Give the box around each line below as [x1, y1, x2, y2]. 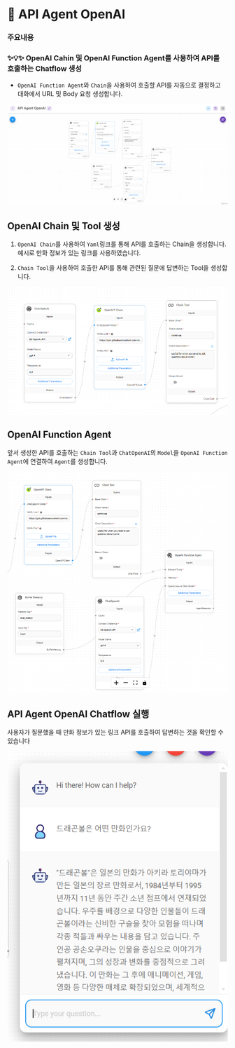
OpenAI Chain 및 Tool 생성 [7, 220, 120, 232]
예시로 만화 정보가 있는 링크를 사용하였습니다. [17, 249, 141, 257]
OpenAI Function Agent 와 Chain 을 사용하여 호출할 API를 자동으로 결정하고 [17, 81, 221, 90]
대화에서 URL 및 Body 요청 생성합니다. [17, 90, 123, 98]
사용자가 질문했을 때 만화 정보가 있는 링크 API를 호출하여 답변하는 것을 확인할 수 [7, 728, 224, 737]
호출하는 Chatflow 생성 [7, 64, 82, 74]
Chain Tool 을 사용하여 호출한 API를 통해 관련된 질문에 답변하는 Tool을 [17, 264, 209, 272]
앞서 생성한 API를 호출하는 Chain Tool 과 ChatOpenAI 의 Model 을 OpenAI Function [7, 448, 228, 456]
